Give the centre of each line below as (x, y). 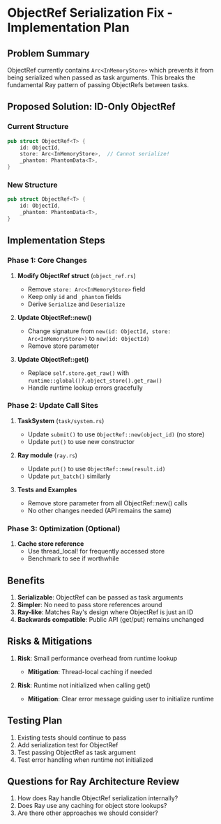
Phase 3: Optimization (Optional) (64, 528)
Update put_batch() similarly (69, 476)
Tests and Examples (47, 489)
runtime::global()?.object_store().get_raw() (95, 381)
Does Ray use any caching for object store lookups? (92, 806)
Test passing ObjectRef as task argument (76, 752)
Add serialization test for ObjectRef (68, 745)
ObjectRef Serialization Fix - (90, 13)
